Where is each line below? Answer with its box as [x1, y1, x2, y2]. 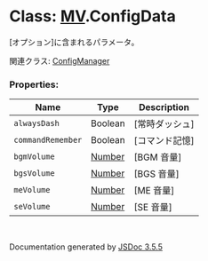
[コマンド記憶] [133, 135, 195, 147]
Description [139, 101, 189, 114]
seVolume [13, 202, 51, 212]
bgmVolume [13, 152, 55, 162]
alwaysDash [13, 118, 60, 129]
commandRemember [13, 135, 83, 146]
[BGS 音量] [133, 168, 180, 180]
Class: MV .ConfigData [9, 6, 176, 27]
